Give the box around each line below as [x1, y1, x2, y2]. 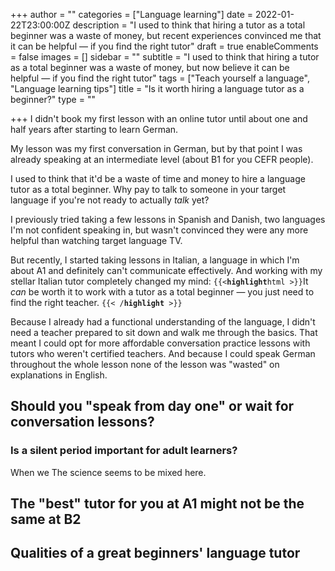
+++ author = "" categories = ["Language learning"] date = [10, 9, 254, 20]
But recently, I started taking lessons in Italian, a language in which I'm [10, 254, 300, 266]
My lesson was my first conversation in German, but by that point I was [10, 143, 303, 154]
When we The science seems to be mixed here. [10, 466, 207, 478]
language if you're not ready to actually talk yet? [10, 194, 210, 206]
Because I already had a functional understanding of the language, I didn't [10, 316, 316, 328]
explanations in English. [10, 369, 108, 381]
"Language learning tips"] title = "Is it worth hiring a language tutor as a [10, 83, 305, 94]
